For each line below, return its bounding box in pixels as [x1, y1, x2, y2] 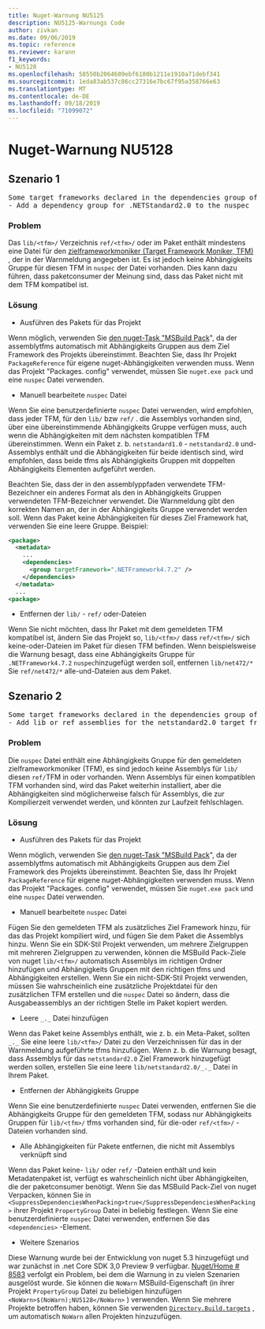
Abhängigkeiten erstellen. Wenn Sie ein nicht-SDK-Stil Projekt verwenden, [8, 972, 248, 982]
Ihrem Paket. [8, 1070, 50, 1080]
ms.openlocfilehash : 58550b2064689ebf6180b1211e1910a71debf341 [8, 70, 221, 78]
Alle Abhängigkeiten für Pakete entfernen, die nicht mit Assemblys [19, 1141, 235, 1151]
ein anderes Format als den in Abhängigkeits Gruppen [47, 487, 222, 497]
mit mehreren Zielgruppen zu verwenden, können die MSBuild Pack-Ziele [8, 947, 246, 957]
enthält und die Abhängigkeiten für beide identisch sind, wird [46, 447, 244, 457]
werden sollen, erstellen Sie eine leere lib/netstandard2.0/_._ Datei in [8, 1062, 238, 1071]
